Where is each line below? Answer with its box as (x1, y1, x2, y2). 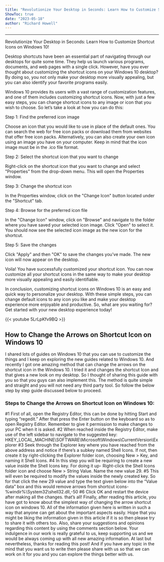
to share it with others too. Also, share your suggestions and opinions (5, 520, 145, 526)
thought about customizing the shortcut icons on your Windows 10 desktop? (5, 69, 159, 75)
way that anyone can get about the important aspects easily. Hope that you (5, 510, 156, 515)
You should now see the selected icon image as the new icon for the (5, 227, 143, 233)
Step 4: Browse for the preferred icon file (5, 208, 88, 213)
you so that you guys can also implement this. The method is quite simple (5, 377, 153, 383)
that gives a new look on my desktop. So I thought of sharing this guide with (5, 372, 158, 378)
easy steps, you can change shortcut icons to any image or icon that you (5, 99, 151, 105)
